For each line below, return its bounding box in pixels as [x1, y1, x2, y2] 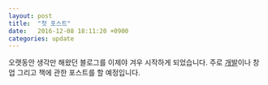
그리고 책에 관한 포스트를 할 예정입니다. [16, 68, 140, 78]
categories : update [8, 34, 75, 43]
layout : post [8, 11, 53, 20]
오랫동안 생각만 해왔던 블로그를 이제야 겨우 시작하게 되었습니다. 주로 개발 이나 [8, 57, 252, 67]
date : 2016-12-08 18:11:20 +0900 [8, 27, 129, 35]
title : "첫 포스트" [8, 19, 71, 28]
